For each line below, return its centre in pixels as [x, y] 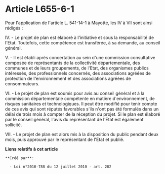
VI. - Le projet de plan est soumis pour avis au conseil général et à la [75, 93]
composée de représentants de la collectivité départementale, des [73, 63]
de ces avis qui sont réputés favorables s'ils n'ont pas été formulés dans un [82, 109]
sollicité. [14, 125]
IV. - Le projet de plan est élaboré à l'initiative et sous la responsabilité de [80, 37]
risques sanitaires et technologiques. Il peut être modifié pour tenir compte [81, 104]
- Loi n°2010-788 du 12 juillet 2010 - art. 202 [61, 167]
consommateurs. [22, 84]
